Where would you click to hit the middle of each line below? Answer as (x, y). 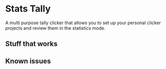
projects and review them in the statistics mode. (55, 28)
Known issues (28, 61)
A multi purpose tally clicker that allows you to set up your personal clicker (83, 23)
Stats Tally (28, 9)
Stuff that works (31, 44)
